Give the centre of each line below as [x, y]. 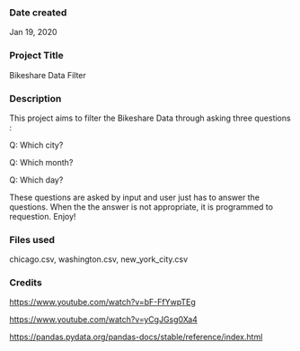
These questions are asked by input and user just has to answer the [135, 197]
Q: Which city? [36, 145]
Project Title [37, 56]
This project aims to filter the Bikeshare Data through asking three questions [150, 118]
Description [35, 98]
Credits [26, 283]
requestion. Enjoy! [43, 216]
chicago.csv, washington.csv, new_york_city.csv [99, 259]
